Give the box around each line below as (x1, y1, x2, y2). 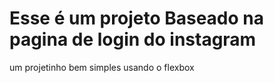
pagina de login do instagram (9, 28, 257, 51)
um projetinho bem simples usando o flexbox (9, 61, 195, 73)
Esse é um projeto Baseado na (9, 7, 265, 30)
